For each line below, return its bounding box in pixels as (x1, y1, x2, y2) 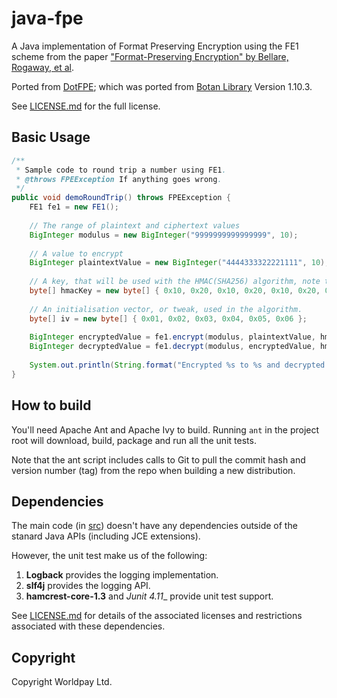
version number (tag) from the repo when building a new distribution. (11, 464, 296, 476)
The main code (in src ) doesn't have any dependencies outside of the (11, 520, 298, 532)
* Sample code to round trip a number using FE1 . (15, 165, 227, 175)
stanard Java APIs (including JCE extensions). (11, 530, 201, 542)
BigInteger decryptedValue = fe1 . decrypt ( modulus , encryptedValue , (29, 342, 316, 352)
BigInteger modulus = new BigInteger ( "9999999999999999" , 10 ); (29, 230, 299, 240)
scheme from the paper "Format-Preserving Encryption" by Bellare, (11, 50, 289, 62)
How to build (11, 397, 92, 414)
